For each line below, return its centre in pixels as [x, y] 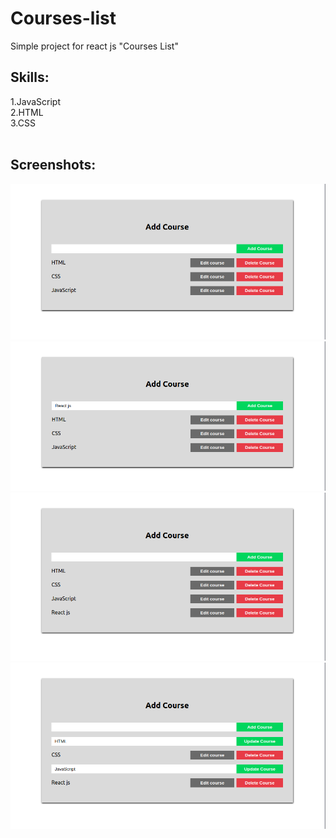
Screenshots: [53, 165]
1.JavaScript [35, 101]
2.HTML [27, 112]
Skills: [30, 77]
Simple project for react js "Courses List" [94, 46]
